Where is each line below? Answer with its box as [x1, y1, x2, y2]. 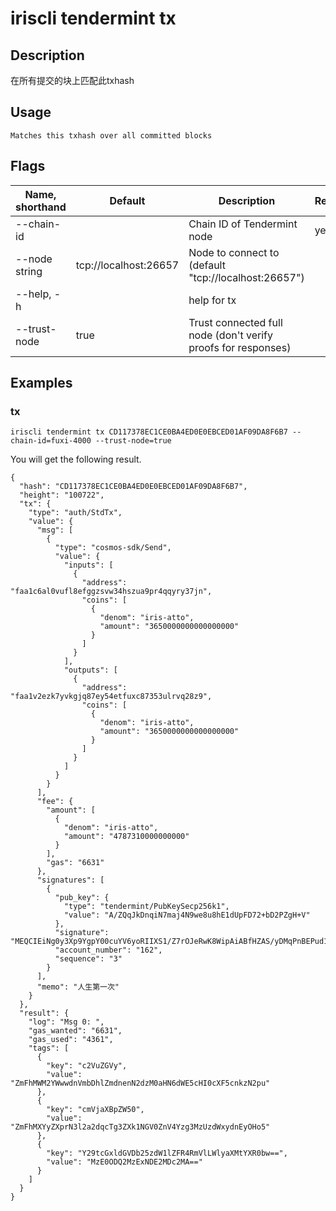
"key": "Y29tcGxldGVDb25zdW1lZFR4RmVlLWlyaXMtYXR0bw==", [46, 1148, 288, 1159]
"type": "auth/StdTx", [28, 508, 123, 518]
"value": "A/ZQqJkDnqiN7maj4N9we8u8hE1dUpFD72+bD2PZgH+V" [63, 910, 311, 921]
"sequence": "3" [54, 954, 123, 964]
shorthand [15, 200, 67, 214]
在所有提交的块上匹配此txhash [10, 75, 135, 86]
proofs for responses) [188, 340, 292, 354]
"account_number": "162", [54, 945, 163, 956]
